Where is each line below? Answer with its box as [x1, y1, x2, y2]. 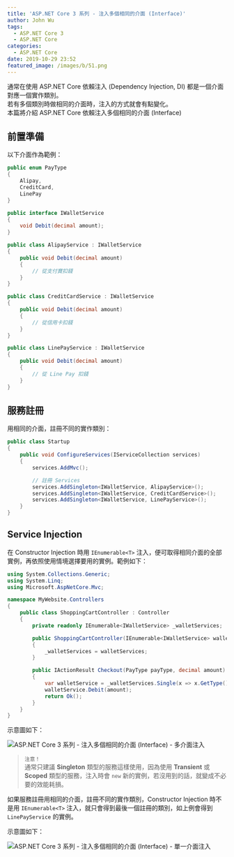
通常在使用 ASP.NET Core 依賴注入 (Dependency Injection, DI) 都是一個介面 [7, 82, 224, 91]
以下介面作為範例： [7, 151, 63, 159]
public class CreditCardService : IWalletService [7, 293, 155, 300]
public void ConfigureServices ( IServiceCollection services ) [19, 452, 201, 459]
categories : [7, 43, 42, 50]
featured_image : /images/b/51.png [7, 62, 108, 69]
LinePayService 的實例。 [7, 812, 78, 821]
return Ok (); [44, 692, 82, 700]
